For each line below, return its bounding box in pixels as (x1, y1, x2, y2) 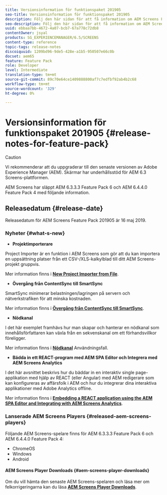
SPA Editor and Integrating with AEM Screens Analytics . (5, 400, 123, 407)
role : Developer (5, 63, 39, 68)
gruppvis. (20, 261, 40, 267)
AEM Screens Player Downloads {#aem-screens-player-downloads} (5, 468, 150, 474)
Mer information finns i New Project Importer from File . (5, 271, 119, 277)
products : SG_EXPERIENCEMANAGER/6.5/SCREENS (5, 35, 99, 40)
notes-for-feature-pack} (5, 138, 109, 149)
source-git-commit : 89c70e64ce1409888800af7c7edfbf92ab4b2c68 (5, 77, 137, 82)
